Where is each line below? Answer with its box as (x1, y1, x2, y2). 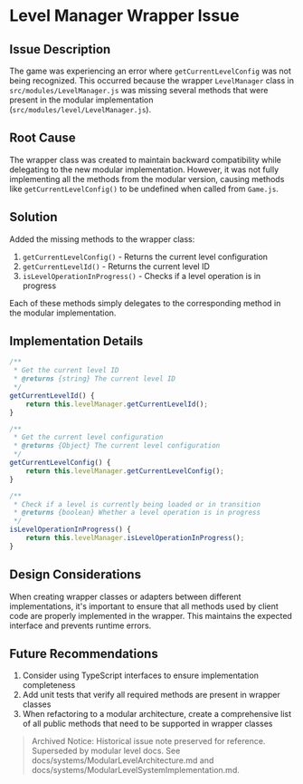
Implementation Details (9, 334, 144, 349)
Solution (9, 209, 58, 225)
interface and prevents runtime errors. (9, 620, 152, 631)
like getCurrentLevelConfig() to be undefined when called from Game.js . (9, 183, 279, 194)
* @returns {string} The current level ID (13, 374, 176, 383)
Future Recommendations (9, 646, 158, 662)
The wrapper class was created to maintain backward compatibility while (9, 154, 282, 165)
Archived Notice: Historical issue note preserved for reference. (31, 736, 266, 747)
